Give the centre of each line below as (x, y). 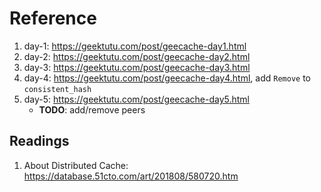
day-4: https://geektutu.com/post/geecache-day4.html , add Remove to (167, 78)
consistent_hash (57, 89)
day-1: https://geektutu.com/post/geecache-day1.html (135, 46)
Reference (53, 18)
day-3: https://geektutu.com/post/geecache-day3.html (137, 67)
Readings (39, 141)
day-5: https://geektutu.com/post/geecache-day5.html (136, 99)
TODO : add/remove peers (92, 109)
